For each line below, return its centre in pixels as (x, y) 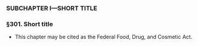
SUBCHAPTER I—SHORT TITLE (52, 8)
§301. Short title (30, 24)
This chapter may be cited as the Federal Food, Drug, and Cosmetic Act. (103, 37)
